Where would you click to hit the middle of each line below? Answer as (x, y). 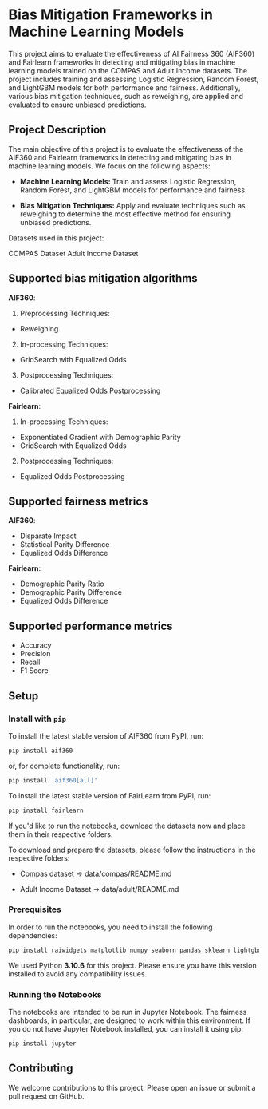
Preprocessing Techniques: (65, 313)
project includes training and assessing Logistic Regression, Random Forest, (134, 79)
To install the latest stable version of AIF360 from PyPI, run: (106, 735)
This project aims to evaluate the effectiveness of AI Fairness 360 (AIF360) (132, 53)
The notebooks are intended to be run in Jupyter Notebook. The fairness (128, 1012)
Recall (30, 662)
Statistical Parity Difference (65, 545)
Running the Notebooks (55, 994)
